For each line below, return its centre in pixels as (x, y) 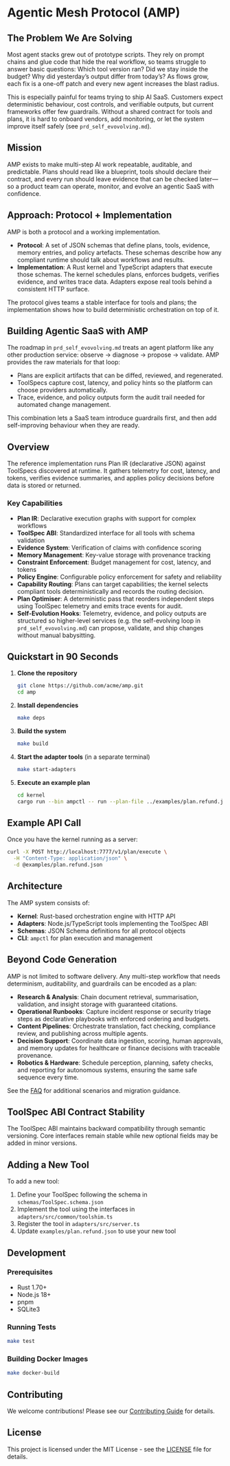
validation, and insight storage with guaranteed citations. (97, 1004)
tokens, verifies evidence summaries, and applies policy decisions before (111, 478)
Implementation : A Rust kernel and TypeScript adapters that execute (115, 267)
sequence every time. (48, 1077)
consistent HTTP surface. (53, 289)
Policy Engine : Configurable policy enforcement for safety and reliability (119, 577)
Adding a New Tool (48, 1165)
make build (33, 744)
